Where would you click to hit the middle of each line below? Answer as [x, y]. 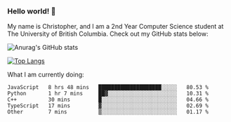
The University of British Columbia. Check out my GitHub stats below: [108, 34]
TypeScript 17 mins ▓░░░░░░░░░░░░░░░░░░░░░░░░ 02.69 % [108, 106]
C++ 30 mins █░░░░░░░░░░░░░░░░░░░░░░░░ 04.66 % [108, 100]
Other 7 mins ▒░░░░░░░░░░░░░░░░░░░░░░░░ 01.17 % [108, 112]
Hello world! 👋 [32, 11]
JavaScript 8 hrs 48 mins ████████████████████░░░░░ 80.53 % [108, 88]
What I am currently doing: [46, 75]
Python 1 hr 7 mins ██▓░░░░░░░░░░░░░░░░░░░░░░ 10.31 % [108, 94]
